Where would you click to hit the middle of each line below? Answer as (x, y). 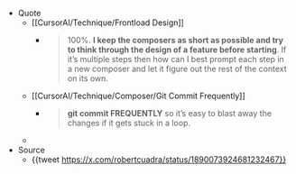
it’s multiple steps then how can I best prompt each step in (176, 59)
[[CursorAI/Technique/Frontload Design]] (108, 23)
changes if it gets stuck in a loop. (129, 123)
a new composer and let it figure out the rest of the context (177, 69)
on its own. (88, 78)
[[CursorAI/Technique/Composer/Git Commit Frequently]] (138, 96)
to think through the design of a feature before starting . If (177, 50)
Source (31, 150)
